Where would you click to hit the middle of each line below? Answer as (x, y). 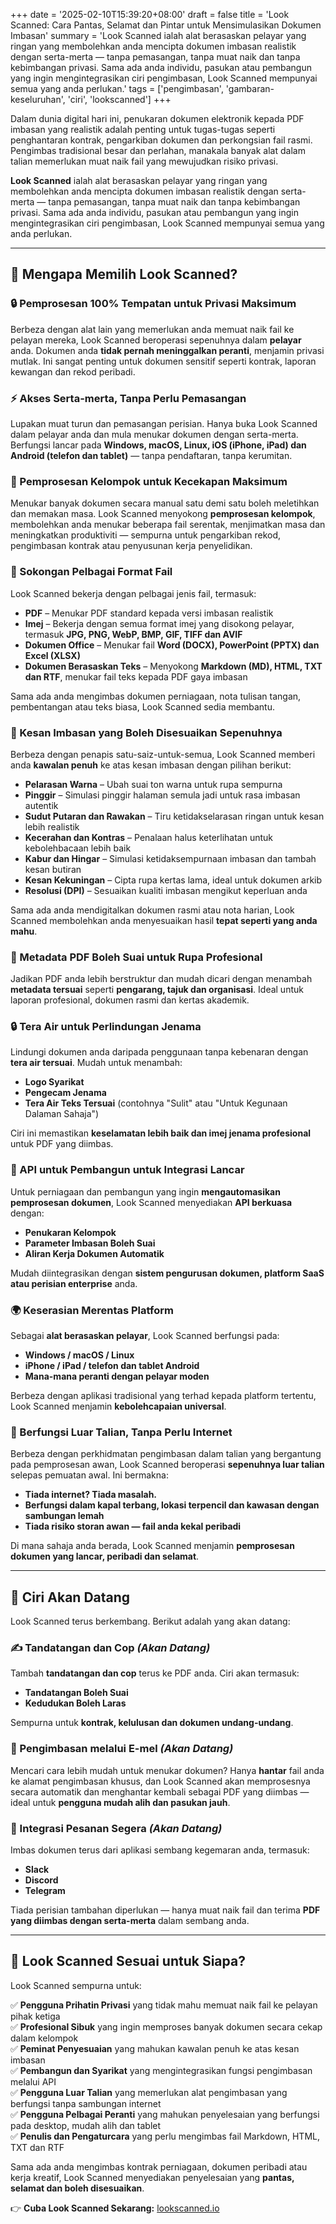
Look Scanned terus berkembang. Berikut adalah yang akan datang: (150, 1621)
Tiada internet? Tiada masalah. (91, 1495)
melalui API (33, 2081)
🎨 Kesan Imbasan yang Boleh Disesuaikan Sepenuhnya (146, 732)
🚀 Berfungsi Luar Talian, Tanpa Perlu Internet (121, 1432)
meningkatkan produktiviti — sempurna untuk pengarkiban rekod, (146, 535)
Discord (41, 1880)
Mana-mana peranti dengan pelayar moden (117, 1376)
